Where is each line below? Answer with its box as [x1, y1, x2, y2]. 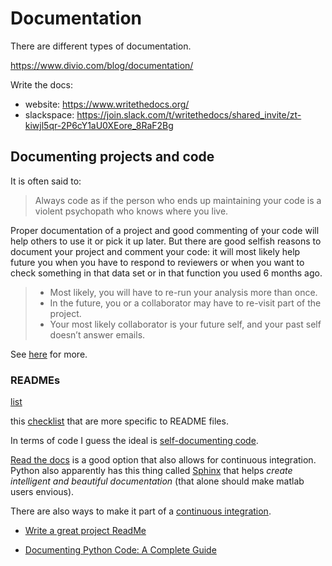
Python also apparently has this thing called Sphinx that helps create [10, 465, 293, 477]
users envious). [10, 486, 75, 498]
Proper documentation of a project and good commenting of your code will [10, 224, 320, 236]
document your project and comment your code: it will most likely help [10, 245, 301, 257]
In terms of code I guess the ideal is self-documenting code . [10, 435, 259, 447]
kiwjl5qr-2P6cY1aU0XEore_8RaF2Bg [24, 119, 174, 131]
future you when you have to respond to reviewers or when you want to [10, 256, 305, 268]
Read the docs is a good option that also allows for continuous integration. [10, 454, 317, 466]
